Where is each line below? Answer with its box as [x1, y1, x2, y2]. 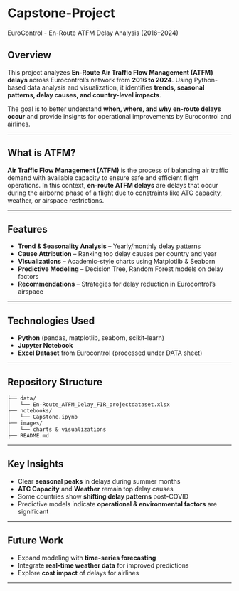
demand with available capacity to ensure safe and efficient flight [7, 173, 199, 182]
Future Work [7, 535, 64, 547]
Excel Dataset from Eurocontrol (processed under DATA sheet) [17, 348, 203, 357]
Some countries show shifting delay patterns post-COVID [17, 492, 189, 501]
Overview [7, 49, 52, 61]
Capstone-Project [7, 5, 115, 21]
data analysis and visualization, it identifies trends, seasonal [27, 83, 205, 92]
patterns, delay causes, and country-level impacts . [7, 90, 161, 99]
